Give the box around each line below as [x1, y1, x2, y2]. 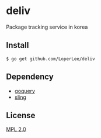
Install [6, 40, 29, 50]
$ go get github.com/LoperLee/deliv [6, 56, 95, 62]
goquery [14, 87, 36, 94]
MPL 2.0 [6, 126, 26, 133]
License [6, 110, 36, 120]
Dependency [6, 72, 54, 82]
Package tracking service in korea [6, 23, 88, 30]
